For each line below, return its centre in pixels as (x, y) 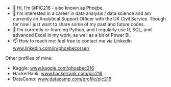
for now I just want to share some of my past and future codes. (79, 24)
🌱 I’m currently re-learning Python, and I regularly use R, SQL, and (82, 30)
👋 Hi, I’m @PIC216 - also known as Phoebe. (58, 8)
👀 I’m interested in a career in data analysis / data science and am (82, 13)
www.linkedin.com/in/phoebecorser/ (51, 48)
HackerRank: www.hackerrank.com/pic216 (58, 73)
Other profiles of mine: (29, 58)
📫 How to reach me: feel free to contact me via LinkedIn (72, 41)
